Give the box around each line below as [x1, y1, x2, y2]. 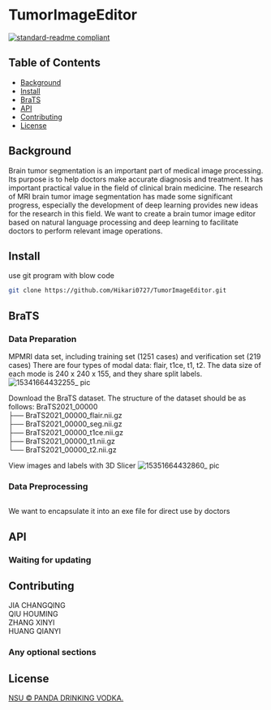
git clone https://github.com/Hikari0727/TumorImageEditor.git [8, 286, 227, 295]
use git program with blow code [8, 271, 115, 280]
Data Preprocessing [8, 481, 88, 492]
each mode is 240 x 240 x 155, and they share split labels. [8, 369, 203, 379]
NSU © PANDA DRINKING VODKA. [8, 693, 124, 703]
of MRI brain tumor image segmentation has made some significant [8, 191, 233, 201]
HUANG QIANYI [8, 627, 62, 636]
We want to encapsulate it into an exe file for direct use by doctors [8, 507, 230, 516]
